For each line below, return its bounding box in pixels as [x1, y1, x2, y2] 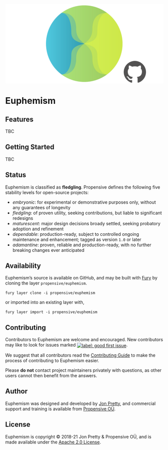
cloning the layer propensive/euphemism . [5, 280, 87, 286]
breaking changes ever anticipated [12, 247, 85, 253]
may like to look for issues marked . [5, 342, 128, 348]
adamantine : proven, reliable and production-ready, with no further [12, 242, 151, 248]
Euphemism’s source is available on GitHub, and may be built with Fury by [5, 275, 158, 281]
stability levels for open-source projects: [5, 189, 89, 195]
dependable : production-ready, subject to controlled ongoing [12, 231, 139, 237]
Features [5, 115, 34, 123]
